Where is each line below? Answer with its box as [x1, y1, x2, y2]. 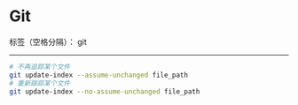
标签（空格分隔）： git [9, 36, 87, 47]
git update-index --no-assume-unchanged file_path [9, 86, 200, 96]
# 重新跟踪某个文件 [9, 79, 71, 87]
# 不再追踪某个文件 [9, 62, 71, 71]
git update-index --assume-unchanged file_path [9, 71, 189, 79]
